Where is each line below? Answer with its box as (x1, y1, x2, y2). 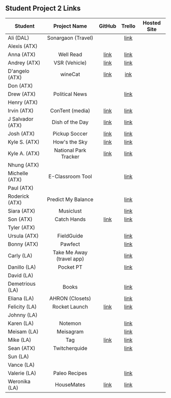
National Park (54, 147, 87, 154)
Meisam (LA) (8, 328, 39, 335)
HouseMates (55, 381, 85, 388)
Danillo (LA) (8, 263, 37, 270)
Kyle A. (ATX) (8, 150, 40, 157)
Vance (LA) (8, 361, 35, 368)
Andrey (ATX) (8, 59, 41, 66)
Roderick (8, 193, 30, 200)
